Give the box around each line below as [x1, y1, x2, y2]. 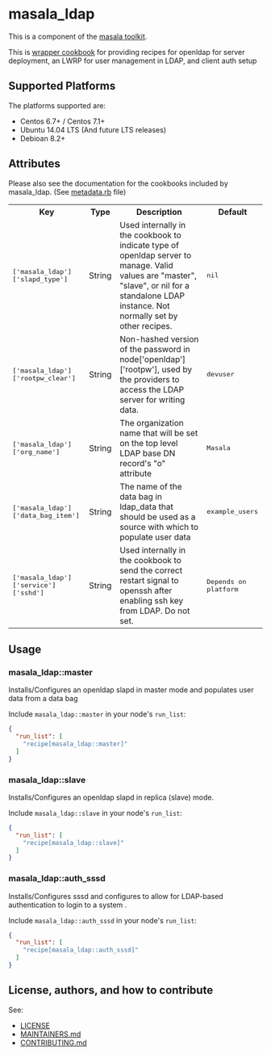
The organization [119, 417, 184, 428]
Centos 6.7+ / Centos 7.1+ [19, 116, 106, 126]
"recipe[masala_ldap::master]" [23, 740, 128, 748]
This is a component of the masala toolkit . [8, 32, 148, 41]
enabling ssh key [119, 595, 184, 606]
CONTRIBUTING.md [19, 1037, 87, 1047]
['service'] [12, 581, 56, 590]
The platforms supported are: [8, 100, 106, 110]
